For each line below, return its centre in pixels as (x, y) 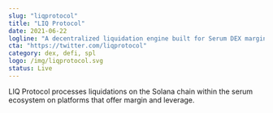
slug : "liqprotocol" (43, 16)
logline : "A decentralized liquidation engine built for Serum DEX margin (138, 38)
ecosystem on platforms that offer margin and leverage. (102, 100)
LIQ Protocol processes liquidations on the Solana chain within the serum (131, 91)
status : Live (30, 69)
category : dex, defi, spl (52, 53)
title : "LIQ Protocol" (47, 23)
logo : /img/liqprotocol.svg (56, 61)
